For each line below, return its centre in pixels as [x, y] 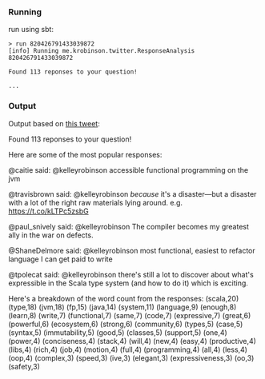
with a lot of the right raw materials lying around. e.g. [95, 202]
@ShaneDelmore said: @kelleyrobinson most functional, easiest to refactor [132, 250]
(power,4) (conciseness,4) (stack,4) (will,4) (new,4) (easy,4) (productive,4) [132, 341]
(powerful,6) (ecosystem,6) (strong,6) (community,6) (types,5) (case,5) [126, 324]
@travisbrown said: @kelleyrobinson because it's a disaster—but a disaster [132, 193]
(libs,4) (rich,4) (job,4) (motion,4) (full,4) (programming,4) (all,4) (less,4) [128, 349]
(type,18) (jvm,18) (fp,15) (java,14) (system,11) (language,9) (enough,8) [122, 307]
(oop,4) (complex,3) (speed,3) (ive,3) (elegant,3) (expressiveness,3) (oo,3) [131, 357]
